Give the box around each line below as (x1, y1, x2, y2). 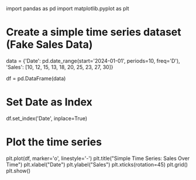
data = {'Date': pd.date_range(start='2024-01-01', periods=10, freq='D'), (6, 57, 180, 64)
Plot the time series (6, 135, 102, 149)
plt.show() (6, 167, 31, 174)
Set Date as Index (6, 96, 92, 109)
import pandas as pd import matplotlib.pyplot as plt (6, 5, 130, 12)
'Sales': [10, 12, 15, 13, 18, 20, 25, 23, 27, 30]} (6, 63, 114, 70)
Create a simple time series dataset (6, 26, 181, 39)
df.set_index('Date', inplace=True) (6, 114, 88, 122)
